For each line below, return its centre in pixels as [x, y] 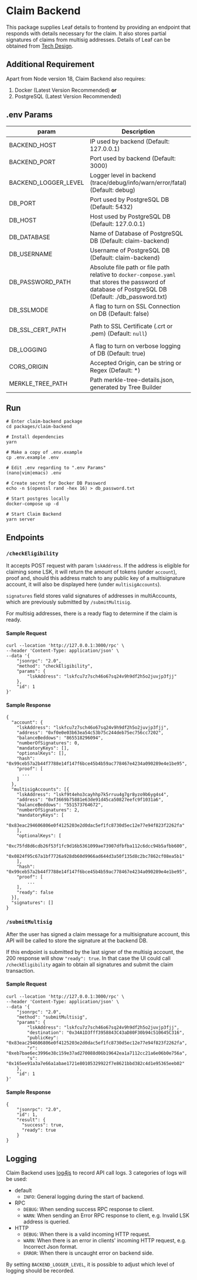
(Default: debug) [113, 190]
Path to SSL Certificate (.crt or [131, 326]
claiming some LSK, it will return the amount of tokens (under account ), [91, 572]
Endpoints [25, 537]
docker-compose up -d [33, 504]
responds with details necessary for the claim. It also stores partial [86, 33]
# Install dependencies [35, 437]
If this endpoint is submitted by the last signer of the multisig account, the [95, 951]
